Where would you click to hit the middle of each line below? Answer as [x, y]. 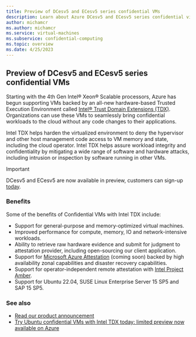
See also [18, 303]
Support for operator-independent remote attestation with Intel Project [99, 269]
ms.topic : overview [30, 44]
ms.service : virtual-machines [43, 33]
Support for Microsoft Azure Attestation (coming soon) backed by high [99, 257]
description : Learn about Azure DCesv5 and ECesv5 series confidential [95, 17]
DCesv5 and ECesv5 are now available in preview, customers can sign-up [95, 180]
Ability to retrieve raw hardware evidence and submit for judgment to [97, 244]
